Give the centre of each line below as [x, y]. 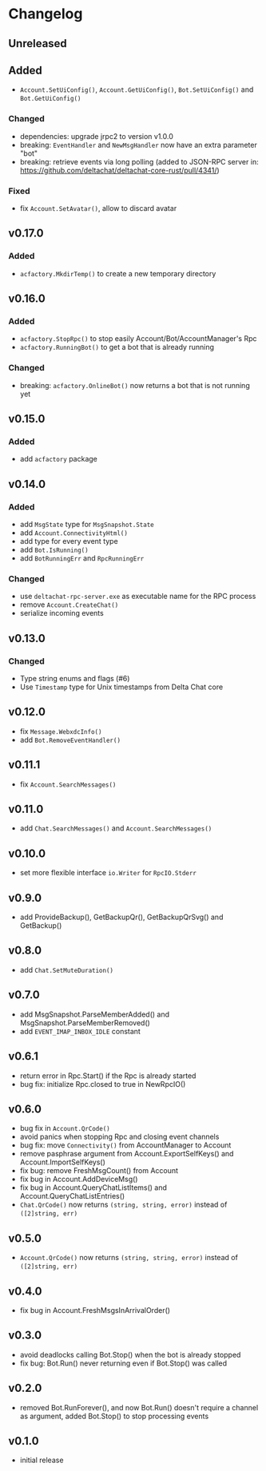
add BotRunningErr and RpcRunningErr [82, 558]
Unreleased [38, 44]
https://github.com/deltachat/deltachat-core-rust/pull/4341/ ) [119, 170]
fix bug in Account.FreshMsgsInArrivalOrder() [95, 1310]
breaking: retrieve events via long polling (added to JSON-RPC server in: [139, 161]
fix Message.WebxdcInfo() [61, 731]
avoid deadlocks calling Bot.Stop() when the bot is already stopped [130, 1354]
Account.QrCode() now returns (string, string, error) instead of [129, 1258]
